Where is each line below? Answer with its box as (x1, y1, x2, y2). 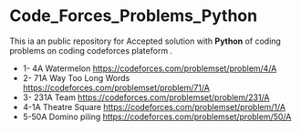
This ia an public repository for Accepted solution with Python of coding (9, 35, 281, 46)
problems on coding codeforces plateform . (9, 45, 173, 55)
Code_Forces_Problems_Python (9, 5, 258, 26)
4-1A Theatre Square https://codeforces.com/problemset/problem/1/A (22, 101, 285, 112)
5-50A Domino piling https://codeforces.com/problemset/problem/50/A (22, 111, 292, 122)
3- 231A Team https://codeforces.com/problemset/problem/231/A (22, 92, 270, 103)
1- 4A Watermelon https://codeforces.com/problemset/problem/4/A (22, 63, 277, 74)
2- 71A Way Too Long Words (22, 72, 130, 83)
